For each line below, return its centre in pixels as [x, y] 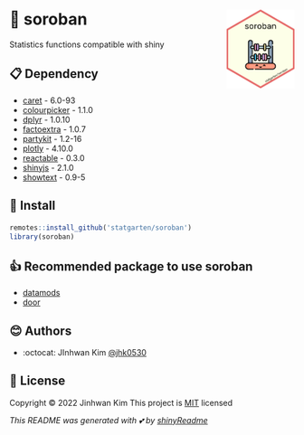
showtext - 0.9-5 [54, 177]
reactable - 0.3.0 [53, 157]
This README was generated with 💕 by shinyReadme [109, 420]
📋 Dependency [54, 74]
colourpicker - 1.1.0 [57, 109]
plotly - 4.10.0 [48, 148]
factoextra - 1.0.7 [54, 129]
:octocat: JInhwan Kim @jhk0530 [85, 352]
